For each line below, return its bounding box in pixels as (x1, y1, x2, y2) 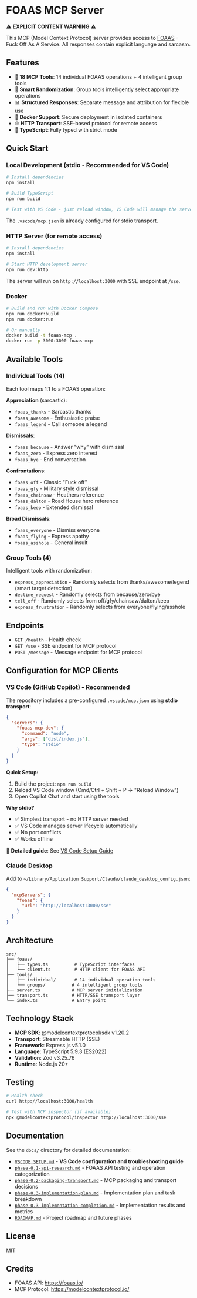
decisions (14, 1183, 38, 1190)
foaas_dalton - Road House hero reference (14, 497, 118, 504)
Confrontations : (6, 467, 46, 474)
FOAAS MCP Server (6, 4, 104, 17)
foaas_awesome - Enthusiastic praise (14, 414, 100, 421)
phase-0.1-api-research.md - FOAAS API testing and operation (14, 1164, 166, 1171)
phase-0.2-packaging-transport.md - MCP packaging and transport (14, 1176, 177, 1183)
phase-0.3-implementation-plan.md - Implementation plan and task (14, 1189, 176, 1196)
